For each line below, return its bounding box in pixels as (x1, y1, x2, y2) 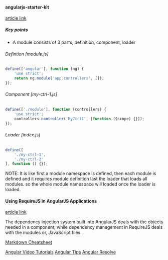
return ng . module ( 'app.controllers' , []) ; (14, 76, 104, 81)
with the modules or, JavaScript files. (5, 229, 82, 236)
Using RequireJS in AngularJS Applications (5, 198, 97, 204)
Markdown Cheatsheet (5, 239, 53, 245)
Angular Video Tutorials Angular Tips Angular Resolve (5, 249, 116, 255)
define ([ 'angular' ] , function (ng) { (5, 66, 84, 71)
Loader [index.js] (5, 132, 41, 138)
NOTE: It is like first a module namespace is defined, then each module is (5, 170, 156, 177)
